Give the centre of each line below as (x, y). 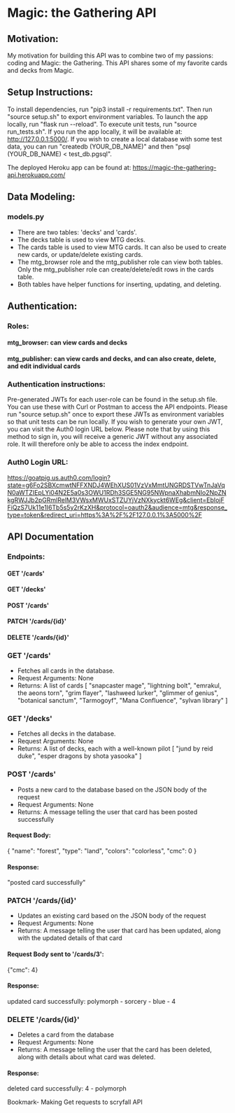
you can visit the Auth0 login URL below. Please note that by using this (109, 429)
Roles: (18, 325)
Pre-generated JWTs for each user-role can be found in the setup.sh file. (113, 400)
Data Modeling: (41, 197)
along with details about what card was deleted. (86, 1057)
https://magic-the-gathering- (175, 167)
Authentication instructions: (57, 384)
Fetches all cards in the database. (66, 671)
